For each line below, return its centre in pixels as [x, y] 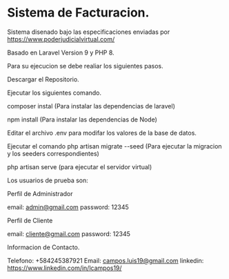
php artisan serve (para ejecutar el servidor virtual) [80, 166]
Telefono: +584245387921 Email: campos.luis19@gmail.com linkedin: [106, 260]
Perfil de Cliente [30, 220]
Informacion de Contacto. [43, 247]
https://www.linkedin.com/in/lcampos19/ [64, 268]
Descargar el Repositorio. [43, 79]
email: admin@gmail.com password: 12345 [68, 207]
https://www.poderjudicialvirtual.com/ [61, 39]
